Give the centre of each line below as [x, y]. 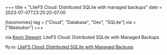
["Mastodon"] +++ [24, 27]
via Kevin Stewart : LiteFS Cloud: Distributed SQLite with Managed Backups [82, 37]
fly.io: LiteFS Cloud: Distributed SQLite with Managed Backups [69, 47]
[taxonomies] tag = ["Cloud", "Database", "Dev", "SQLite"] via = [71, 22]
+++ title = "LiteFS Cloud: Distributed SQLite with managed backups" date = [84, 7]
